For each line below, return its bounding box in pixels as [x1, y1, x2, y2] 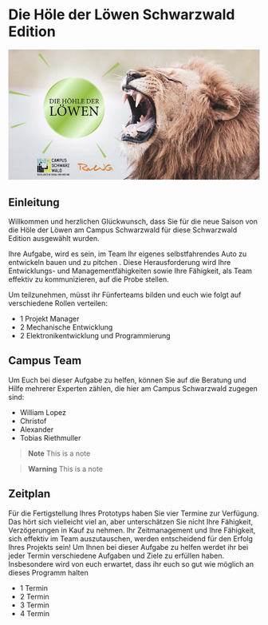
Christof [19, 416, 47, 425]
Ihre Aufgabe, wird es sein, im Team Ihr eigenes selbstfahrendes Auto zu [8, 249, 247, 259]
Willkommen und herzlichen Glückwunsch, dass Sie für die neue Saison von [8, 217, 258, 227]
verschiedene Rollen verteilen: [8, 299, 108, 308]
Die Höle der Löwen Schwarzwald [8, 6, 235, 24]
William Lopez [19, 407, 66, 417]
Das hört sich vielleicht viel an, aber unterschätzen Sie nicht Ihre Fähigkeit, [8, 516, 254, 526]
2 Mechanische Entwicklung [19, 322, 113, 332]
